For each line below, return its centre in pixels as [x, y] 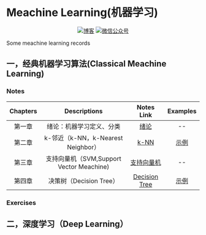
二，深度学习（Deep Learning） [67, 224]
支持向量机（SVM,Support [83, 158]
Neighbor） [84, 147]
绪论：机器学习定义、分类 [84, 126]
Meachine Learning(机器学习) [82, 13]
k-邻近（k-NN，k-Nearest [83, 137]
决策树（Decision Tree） [83, 180]
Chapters [23, 111]
